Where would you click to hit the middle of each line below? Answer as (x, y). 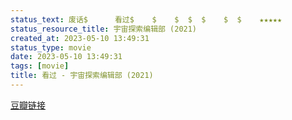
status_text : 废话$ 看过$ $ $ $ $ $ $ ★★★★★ (146, 19)
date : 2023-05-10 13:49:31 (66, 57)
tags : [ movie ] (40, 66)
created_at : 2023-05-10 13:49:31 (80, 38)
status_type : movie (51, 47)
